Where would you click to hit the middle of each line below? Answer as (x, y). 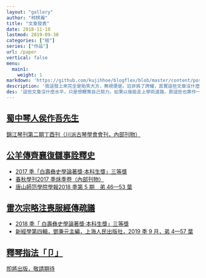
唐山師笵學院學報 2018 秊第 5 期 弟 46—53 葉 (74, 187)
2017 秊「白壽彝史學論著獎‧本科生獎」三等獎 (71, 171)
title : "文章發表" (28, 23)
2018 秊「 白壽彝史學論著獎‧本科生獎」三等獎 (72, 224)
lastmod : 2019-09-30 (33, 35)
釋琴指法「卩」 (35, 253)
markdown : (19, 80)
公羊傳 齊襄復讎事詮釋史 (51, 156)
